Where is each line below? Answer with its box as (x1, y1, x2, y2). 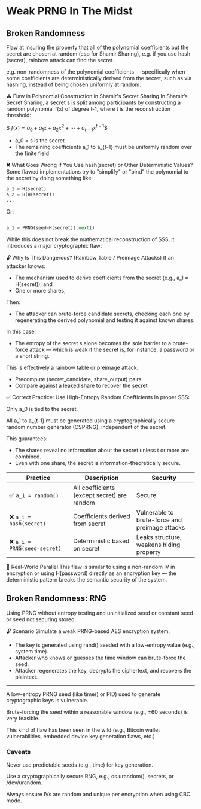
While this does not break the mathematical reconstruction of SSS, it (6, 235, 175, 243)
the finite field (14, 150, 50, 157)
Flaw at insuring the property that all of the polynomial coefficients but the (6, 44, 189, 51)
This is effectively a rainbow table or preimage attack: (6, 364, 139, 371)
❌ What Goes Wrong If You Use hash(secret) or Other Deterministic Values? (6, 162, 193, 169)
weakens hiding (136, 540, 181, 549)
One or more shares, (14, 287, 66, 294)
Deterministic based (72, 537, 130, 545)
